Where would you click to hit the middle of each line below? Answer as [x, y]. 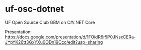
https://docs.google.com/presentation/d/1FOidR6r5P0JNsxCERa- [70, 37]
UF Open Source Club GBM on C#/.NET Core [50, 22]
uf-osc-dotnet [35, 9]
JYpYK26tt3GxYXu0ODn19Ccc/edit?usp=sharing [54, 42]
